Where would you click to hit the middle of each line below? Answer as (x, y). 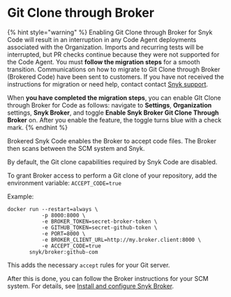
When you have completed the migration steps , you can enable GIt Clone (114, 97)
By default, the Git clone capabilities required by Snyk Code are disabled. (112, 161)
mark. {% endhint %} (38, 127)
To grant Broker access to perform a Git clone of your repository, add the (112, 175)
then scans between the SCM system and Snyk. (76, 148)
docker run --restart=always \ (53, 209)
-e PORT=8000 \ (64, 233)
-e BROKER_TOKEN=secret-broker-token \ (99, 222)
